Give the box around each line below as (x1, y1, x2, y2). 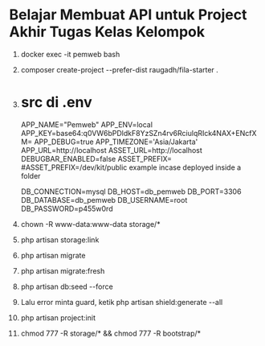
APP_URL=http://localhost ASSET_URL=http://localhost (20, 145, 203, 154)
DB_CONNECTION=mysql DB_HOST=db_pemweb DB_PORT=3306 (20, 187, 242, 196)
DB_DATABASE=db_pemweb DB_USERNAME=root (20, 195, 188, 204)
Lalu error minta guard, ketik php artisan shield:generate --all (20, 297, 223, 307)
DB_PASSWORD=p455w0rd (20, 204, 113, 213)
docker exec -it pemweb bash (20, 49, 120, 59)
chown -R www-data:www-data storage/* (20, 219, 161, 229)
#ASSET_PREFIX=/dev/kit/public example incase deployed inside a (20, 163, 242, 172)
